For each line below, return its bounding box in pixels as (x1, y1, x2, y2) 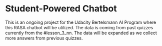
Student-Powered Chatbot (5, 3, 117, 14)
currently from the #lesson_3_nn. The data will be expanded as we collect (5, 30, 157, 36)
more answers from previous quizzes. (5, 35, 83, 41)
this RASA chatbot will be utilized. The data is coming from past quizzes (5, 24, 153, 30)
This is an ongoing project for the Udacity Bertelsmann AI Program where (5, 19, 156, 25)
